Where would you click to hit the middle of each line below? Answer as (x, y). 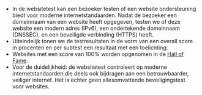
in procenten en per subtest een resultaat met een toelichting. (90, 47)
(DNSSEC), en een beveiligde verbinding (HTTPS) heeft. (83, 35)
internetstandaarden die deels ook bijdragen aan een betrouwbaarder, (100, 73)
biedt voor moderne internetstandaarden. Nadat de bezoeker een (95, 15)
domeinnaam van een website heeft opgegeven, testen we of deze (96, 22)
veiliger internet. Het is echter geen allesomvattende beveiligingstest (99, 80)
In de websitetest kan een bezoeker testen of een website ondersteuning (104, 9)
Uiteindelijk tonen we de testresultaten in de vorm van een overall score (103, 41)
